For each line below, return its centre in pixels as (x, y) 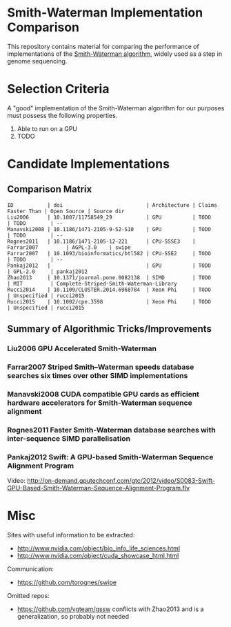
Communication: (30, 569)
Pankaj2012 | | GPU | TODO (109, 266)
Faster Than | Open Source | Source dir (66, 211)
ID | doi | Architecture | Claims (112, 205)
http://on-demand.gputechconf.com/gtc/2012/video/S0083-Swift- (121, 481)
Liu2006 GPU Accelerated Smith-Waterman (82, 348)
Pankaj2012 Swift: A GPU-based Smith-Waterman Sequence (110, 457)
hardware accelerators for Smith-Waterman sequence (100, 403)
